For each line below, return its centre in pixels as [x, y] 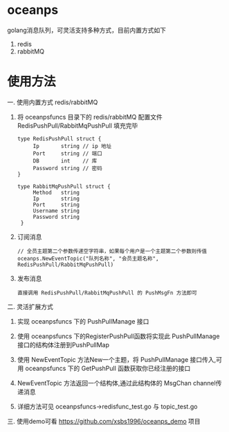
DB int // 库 [65, 161]
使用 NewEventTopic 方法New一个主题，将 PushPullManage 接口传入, [117, 359]
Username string [56, 210]
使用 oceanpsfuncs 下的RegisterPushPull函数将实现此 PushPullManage [118, 336]
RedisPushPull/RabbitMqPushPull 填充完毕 [77, 125]
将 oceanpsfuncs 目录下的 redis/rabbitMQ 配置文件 [90, 117]
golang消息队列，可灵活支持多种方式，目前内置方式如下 [87, 30]
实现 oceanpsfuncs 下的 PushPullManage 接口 [83, 321]
